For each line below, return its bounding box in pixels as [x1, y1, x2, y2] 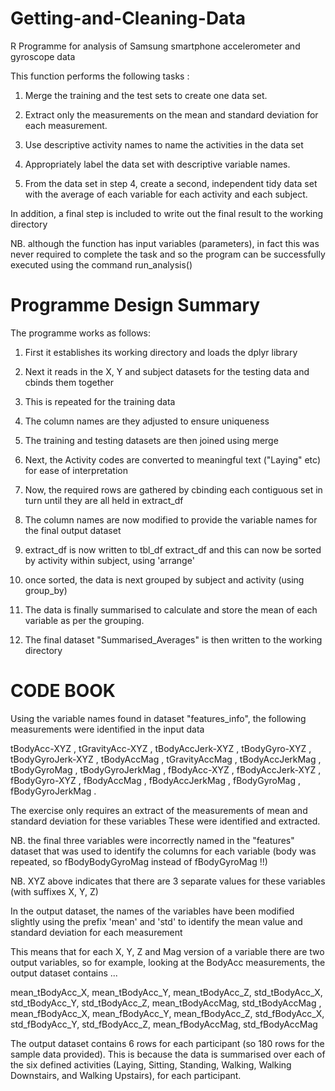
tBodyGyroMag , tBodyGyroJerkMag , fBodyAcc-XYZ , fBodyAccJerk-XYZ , [10, 763, 322, 776]
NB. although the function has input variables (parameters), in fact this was [10, 237, 320, 249]
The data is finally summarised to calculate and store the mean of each [24, 603, 318, 616]
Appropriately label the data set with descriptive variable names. [24, 158, 291, 170]
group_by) [24, 584, 68, 596]
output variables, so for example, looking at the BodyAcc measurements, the [10, 956, 326, 968]
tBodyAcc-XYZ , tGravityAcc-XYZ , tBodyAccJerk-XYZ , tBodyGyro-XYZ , [10, 742, 312, 754]
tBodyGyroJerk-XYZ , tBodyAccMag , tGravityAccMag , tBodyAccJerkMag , [10, 753, 322, 765]
